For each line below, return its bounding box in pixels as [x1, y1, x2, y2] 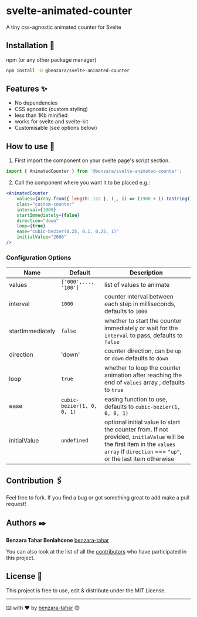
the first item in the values [104, 440, 176, 448]
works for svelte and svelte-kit [14, 118, 89, 125]
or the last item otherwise [104, 455, 175, 463]
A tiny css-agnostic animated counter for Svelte [6, 24, 121, 31]
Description [129, 269, 163, 277]
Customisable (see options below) [14, 125, 98, 132]
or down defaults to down [104, 354, 169, 363]
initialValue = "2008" [16, 234, 67, 240]
